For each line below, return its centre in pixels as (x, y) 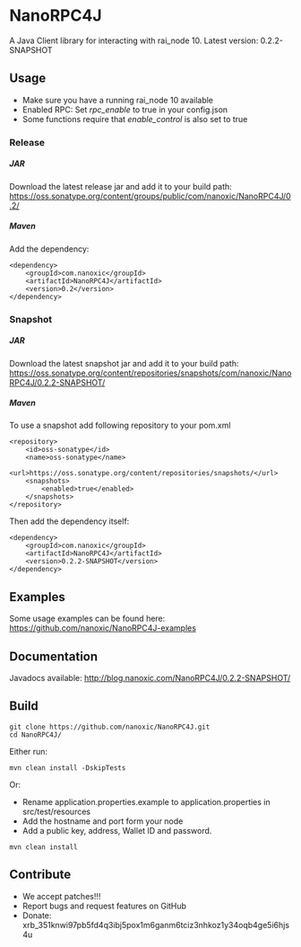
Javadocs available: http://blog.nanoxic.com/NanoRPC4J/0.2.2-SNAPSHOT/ (150, 678)
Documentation (54, 656)
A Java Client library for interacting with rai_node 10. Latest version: (134, 40)
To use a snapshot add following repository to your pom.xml (120, 425)
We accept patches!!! (61, 896)
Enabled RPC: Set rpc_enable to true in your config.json (125, 110)
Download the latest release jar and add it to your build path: (121, 186)
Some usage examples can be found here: (87, 619)
